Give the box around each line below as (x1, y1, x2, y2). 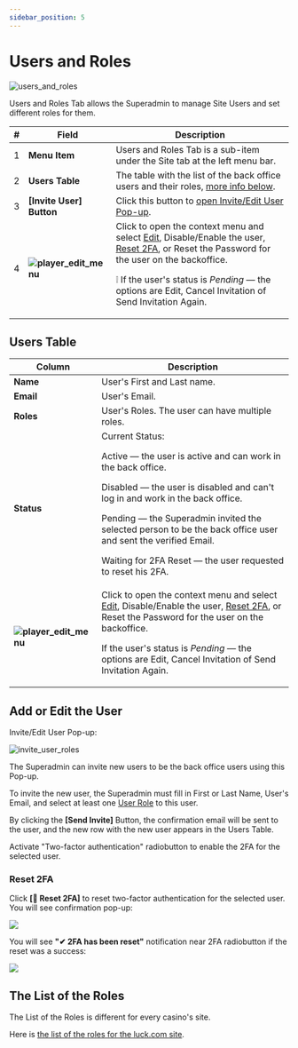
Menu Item (27, 148, 75, 161)
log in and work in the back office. (101, 492, 243, 504)
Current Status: (101, 430, 165, 442)
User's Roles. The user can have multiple (101, 405, 272, 417)
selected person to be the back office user (101, 523, 278, 536)
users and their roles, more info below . (115, 179, 276, 192)
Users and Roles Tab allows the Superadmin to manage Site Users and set (9, 98, 280, 108)
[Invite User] (27, 195, 82, 207)
